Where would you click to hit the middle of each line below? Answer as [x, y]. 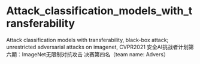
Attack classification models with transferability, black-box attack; [87, 40]
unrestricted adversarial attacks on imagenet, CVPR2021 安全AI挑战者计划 [98, 47]
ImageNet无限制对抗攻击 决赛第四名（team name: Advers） [95, 54]
